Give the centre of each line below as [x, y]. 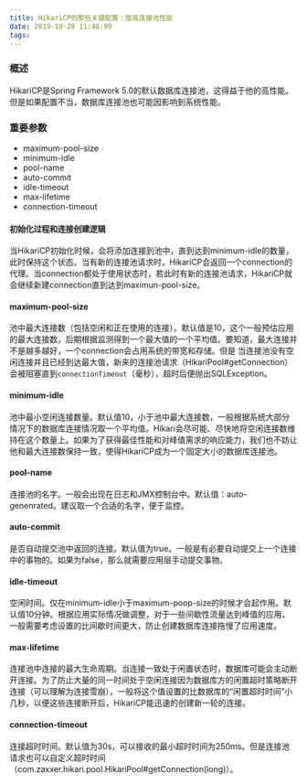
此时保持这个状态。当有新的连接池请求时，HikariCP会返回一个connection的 [151, 263]
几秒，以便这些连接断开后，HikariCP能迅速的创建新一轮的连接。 [130, 703]
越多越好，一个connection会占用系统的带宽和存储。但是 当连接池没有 [155, 351]
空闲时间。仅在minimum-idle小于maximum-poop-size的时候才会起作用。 [147, 603]
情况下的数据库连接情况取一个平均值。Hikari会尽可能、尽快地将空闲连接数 [148, 428]
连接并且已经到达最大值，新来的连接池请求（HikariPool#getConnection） [155, 362]
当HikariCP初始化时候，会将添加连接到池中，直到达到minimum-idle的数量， [152, 251]
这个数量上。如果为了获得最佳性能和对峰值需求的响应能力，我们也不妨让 [161, 439]
